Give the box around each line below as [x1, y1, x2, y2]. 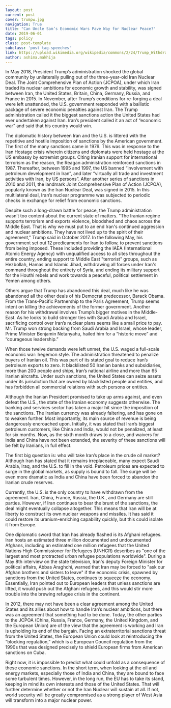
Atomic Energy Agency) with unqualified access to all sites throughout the [5, 250, 160, 257]
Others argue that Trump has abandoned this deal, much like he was [5, 288, 149, 294]
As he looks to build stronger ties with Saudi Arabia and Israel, [17, 315, 147, 321]
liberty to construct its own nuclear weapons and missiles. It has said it [5, 511, 154, 517]
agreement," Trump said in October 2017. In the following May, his [5, 235, 143, 241]
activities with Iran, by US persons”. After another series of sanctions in [5, 176, 155, 182]
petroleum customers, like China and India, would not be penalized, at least [5, 426, 163, 433]
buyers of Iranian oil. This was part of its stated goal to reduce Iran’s [5, 357, 148, 363]
